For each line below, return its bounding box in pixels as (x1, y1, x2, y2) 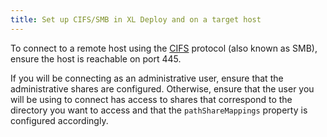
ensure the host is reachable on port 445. (10, 52, 182, 65)
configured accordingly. (10, 114, 109, 126)
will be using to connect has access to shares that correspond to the (10, 93, 293, 105)
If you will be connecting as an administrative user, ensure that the (10, 72, 284, 84)
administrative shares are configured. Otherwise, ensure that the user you (10, 82, 315, 95)
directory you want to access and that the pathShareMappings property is (10, 104, 308, 116)
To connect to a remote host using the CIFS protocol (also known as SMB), (10, 42, 318, 54)
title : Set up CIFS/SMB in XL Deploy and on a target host (10, 14, 262, 25)
